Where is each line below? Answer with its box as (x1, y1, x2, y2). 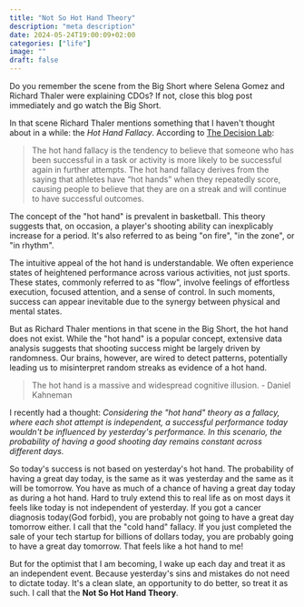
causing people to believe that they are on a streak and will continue (31, 184, 288, 194)
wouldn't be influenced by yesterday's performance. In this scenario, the (9, 427, 282, 437)
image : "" (9, 47, 47, 56)
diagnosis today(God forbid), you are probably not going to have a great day (9, 511, 295, 522)
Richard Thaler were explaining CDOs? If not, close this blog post (9, 90, 252, 101)
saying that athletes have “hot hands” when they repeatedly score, (31, 174, 281, 185)
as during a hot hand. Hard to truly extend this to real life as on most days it (9, 492, 290, 503)
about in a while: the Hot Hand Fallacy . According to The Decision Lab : (9, 127, 275, 137)
